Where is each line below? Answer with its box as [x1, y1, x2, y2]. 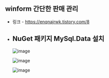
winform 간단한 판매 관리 [5, 4, 78, 13]
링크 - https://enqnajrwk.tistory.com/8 [12, 19, 90, 25]
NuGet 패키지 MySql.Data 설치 [12, 35, 105, 43]
